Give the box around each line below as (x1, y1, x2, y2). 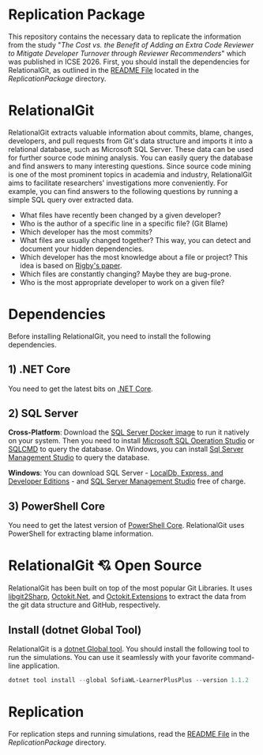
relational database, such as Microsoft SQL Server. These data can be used (8, 144, 254, 154)
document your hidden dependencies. (19, 244, 145, 253)
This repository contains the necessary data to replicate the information (8, 32, 242, 41)
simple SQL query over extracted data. (8, 195, 134, 204)
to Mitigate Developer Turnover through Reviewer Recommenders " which (8, 48, 246, 58)
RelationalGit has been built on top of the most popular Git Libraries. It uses (8, 583, 253, 593)
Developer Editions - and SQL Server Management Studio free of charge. (8, 476, 246, 486)
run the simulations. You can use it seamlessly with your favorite (8, 653, 217, 662)
